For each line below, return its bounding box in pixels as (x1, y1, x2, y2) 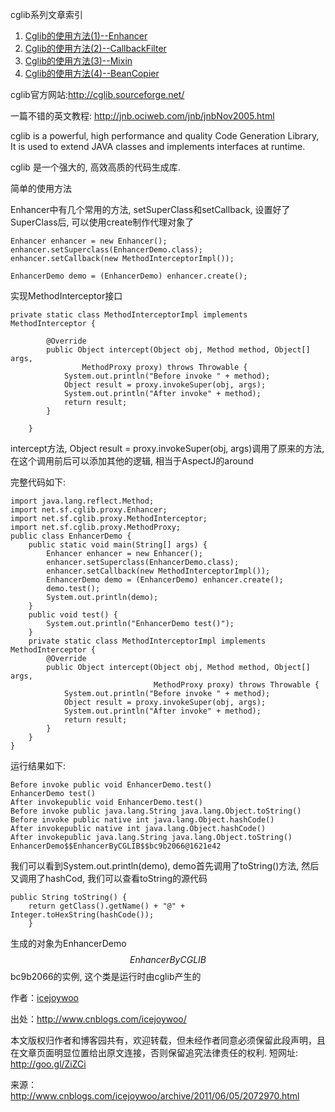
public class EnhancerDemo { (10, 531, 132, 541)
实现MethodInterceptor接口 (10, 290, 123, 302)
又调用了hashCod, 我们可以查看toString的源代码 (10, 873, 208, 884)
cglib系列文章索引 (10, 9, 83, 20)
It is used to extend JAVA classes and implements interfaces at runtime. (10, 141, 306, 152)
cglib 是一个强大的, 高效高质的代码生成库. (10, 161, 181, 173)
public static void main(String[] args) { (28, 540, 208, 550)
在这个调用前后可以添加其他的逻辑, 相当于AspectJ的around (10, 455, 254, 467)
